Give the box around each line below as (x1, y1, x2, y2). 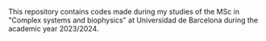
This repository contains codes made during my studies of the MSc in (8, 7, 240, 16)
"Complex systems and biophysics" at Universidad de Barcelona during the (8, 15, 259, 25)
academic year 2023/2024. (8, 24, 99, 33)
